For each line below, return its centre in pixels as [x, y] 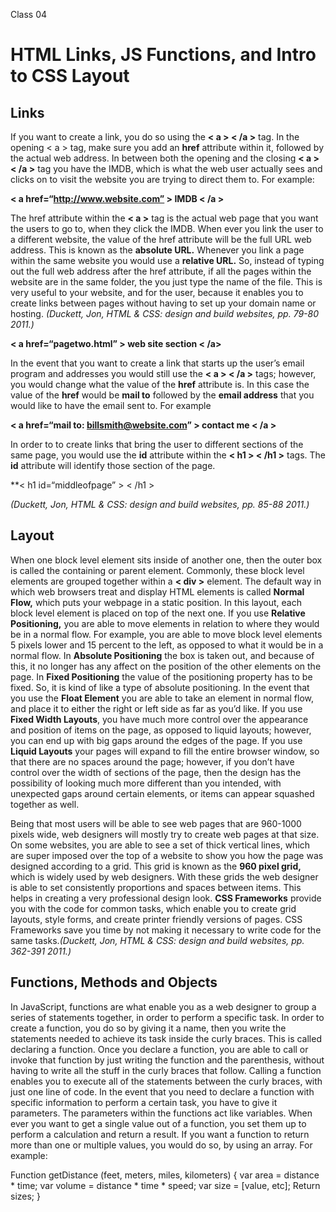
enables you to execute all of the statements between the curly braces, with [166, 1081]
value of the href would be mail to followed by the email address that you [162, 395]
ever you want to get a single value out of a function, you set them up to [158, 1123]
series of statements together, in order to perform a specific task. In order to [167, 1017]
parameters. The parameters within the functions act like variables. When [161, 1113]
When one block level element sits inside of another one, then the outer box [166, 560]
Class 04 [29, 14]
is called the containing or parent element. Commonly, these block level [157, 570]
